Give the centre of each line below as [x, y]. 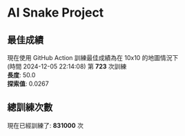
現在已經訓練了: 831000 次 [46, 125]
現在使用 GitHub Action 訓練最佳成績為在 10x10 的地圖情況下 [93, 58]
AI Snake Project [56, 13]
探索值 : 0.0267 [28, 84]
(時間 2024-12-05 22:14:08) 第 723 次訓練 [67, 66]
